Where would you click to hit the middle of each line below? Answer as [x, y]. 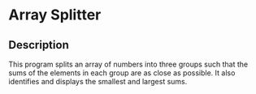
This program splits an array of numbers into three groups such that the [128, 64]
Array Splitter [55, 15]
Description [39, 45]
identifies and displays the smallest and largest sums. [98, 81]
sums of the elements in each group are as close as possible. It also [122, 73]
